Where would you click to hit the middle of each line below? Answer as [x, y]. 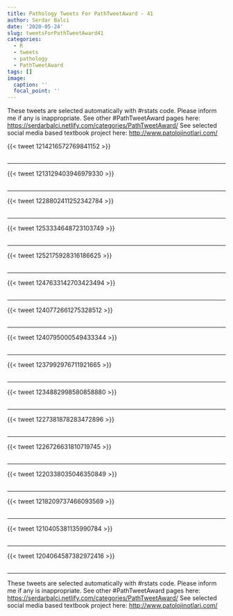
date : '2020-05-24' [35, 26]
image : [17, 78]
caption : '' [31, 85]
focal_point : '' [37, 91]
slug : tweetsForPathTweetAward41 [55, 33]
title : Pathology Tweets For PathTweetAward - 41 [80, 14]
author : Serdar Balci [38, 20]
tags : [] [20, 71]
